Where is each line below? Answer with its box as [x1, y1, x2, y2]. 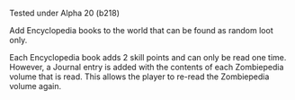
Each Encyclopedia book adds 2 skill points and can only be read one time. [9, 52, 287, 62]
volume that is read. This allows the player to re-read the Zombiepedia [9, 71, 270, 82]
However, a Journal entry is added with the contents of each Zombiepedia [9, 62, 284, 72]
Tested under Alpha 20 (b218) [9, 8, 120, 18]
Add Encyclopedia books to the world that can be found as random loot [9, 25, 273, 35]
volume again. [9, 81, 62, 91]
